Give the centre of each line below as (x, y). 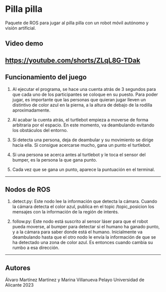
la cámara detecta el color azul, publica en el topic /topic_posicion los (83, 207)
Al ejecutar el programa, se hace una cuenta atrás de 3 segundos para (84, 89)
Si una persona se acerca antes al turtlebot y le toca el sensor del (79, 155)
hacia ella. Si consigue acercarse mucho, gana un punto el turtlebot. (82, 145)
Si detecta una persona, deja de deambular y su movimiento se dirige (83, 140)
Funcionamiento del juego (46, 77)
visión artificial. (21, 28)
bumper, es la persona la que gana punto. (55, 160)
